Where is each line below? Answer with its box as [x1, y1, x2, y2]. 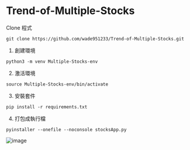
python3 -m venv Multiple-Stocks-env [6, 59, 98, 64]
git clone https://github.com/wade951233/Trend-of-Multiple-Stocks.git [6, 36, 184, 42]
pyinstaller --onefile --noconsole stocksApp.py [6, 127, 127, 132]
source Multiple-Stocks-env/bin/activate [6, 81, 109, 87]
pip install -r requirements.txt [6, 104, 88, 110]
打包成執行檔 [14, 115, 46, 122]
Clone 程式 [6, 24, 32, 31]
